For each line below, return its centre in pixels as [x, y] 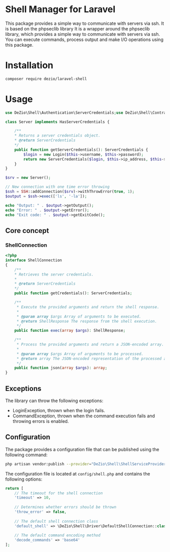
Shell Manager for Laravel [60, 9]
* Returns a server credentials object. [57, 136]
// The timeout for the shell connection [58, 493]
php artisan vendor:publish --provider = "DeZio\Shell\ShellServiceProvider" [87, 464]
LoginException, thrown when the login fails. [59, 410]
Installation [29, 66]
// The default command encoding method [57, 535]
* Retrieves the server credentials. [54, 274]
